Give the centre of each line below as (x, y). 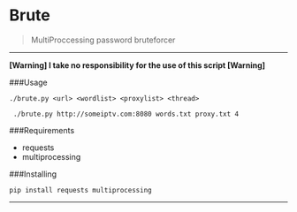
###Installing (33, 174)
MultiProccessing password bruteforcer (103, 40)
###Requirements (42, 130)
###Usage (29, 82)
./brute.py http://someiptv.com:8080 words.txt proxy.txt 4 (126, 114)
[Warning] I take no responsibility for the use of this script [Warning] (137, 65)
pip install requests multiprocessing (80, 190)
